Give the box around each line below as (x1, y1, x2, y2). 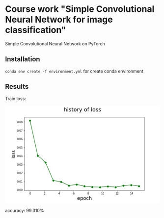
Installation (5, 55, 40, 64)
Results (5, 82, 29, 91)
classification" (5, 25, 66, 36)
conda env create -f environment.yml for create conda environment (5, 68, 144, 74)
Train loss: (5, 95, 26, 102)
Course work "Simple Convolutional (5, 3, 155, 15)
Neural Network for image (5, 14, 113, 25)
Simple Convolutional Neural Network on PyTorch (5, 40, 106, 46)
